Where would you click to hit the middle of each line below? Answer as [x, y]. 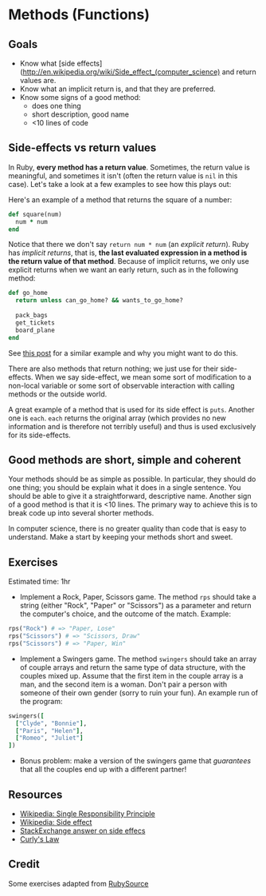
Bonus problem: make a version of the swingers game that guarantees [135, 761]
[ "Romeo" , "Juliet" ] [49, 738]
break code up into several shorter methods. [81, 513]
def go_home [28, 293]
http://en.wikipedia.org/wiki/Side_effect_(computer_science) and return [139, 72]
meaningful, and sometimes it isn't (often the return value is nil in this [123, 175]
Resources [35, 794]
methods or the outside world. [58, 394]
